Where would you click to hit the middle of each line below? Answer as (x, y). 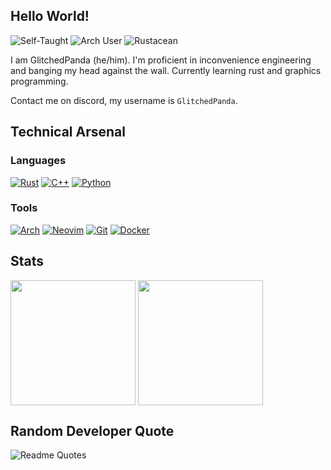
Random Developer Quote (92, 431)
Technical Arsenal (68, 132)
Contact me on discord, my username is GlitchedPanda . (124, 100)
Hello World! (50, 16)
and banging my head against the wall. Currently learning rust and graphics (166, 70)
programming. (39, 81)
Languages (38, 161)
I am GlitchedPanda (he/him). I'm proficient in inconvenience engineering (161, 60)
